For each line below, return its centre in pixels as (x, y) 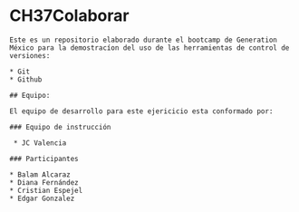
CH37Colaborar (69, 16)
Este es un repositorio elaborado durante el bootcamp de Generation (144, 40)
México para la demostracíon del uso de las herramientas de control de (149, 48)
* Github (26, 79)
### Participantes (44, 159)
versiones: (30, 55)
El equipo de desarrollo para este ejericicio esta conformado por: (141, 111)
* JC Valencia (40, 143)
